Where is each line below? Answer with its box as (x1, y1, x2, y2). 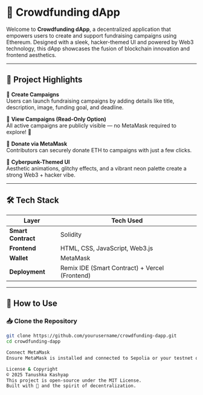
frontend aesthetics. (6, 51, 57, 58)
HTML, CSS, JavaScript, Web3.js (60, 244, 153, 252)
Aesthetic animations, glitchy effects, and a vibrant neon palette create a (6, 164, 187, 172)
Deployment (9, 267, 45, 275)
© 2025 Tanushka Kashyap (6, 371, 69, 378)
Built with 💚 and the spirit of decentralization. (6, 383, 137, 389)
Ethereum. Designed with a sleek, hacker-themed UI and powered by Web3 (6, 38, 194, 46)
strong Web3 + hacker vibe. (6, 171, 76, 178)
